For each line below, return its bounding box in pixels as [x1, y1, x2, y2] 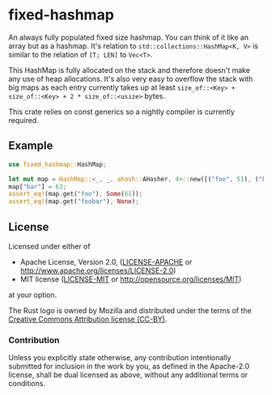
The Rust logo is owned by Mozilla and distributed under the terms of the [8, 305, 253, 315]
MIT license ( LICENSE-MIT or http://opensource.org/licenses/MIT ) [19, 274, 242, 284]
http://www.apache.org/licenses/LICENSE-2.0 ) [19, 265, 176, 275]
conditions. [8, 379, 46, 389]
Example [8, 139, 53, 153]
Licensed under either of [8, 241, 91, 251]
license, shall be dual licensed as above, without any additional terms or [8, 370, 249, 380]
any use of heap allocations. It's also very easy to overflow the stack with [8, 74, 253, 83]
